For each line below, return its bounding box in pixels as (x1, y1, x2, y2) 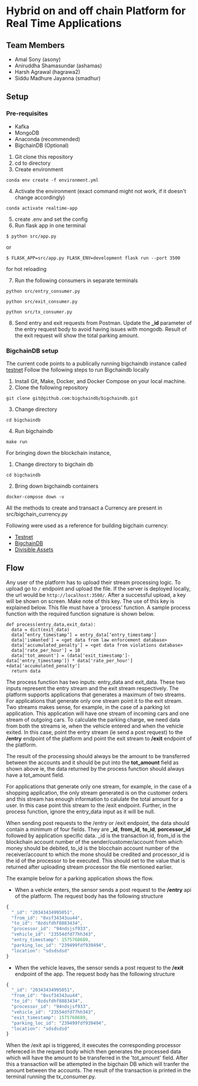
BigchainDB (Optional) (14, 142, 69, 149)
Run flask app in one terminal (14, 221, 86, 229)
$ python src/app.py (6, 233, 57, 239)
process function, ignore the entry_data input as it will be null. (6, 808, 156, 815)
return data (11, 668, 41, 674)
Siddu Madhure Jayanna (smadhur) (14, 75, 101, 81)
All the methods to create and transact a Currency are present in (6, 504, 163, 511)
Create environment (14, 165, 64, 172)
